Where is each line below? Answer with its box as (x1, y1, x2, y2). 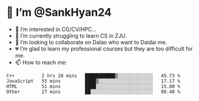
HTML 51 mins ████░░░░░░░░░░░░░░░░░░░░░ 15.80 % (6, 83, 181, 89)
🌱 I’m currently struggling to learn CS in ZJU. (15, 32, 127, 39)
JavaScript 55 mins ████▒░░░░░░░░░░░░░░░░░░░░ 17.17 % (6, 78, 181, 84)
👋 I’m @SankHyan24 (6, 5, 112, 19)
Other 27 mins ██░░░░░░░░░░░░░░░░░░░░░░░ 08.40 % (6, 88, 181, 95)
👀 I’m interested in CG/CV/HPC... (15, 26, 97, 33)
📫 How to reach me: (15, 58, 67, 66)
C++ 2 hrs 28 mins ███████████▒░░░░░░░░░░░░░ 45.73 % (6, 72, 181, 78)
